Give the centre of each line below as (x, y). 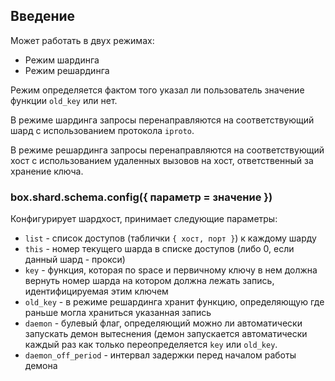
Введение (43, 16)
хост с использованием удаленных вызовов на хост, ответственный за (162, 160)
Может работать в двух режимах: (82, 40)
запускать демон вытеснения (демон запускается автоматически (166, 334)
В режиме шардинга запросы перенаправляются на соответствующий (162, 120)
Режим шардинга (62, 60)
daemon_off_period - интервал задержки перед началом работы (160, 355)
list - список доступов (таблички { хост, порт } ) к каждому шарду (170, 238)
